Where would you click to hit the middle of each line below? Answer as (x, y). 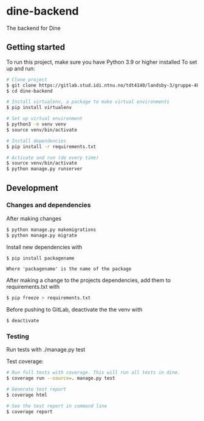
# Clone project (27, 80)
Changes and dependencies (49, 205)
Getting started (36, 47)
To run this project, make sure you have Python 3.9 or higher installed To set (102, 62)
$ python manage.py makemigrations (51, 230)
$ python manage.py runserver (45, 169)
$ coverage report (29, 412)
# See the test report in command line (57, 406)
